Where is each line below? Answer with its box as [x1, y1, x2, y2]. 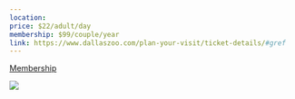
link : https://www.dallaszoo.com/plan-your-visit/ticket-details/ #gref [9, 38, 286, 48]
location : [9, 13, 47, 22]
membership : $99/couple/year [9, 30, 120, 39]
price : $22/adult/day [9, 22, 92, 31]
